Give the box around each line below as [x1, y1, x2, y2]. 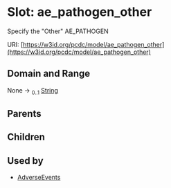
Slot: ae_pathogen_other [7, 4, 152, 20]
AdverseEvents [17, 173, 61, 182]
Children [7, 131, 45, 143]
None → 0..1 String [7, 86, 59, 96]
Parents [7, 108, 42, 120]
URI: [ [7, 40, 24, 48]
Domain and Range [7, 68, 91, 79]
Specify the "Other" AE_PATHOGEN [7, 27, 109, 35]
